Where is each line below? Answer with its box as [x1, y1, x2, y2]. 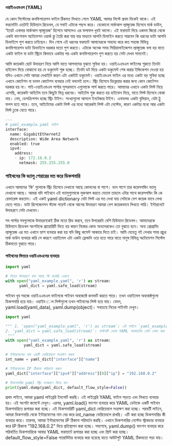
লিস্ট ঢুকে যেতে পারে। [5, 107, 37, 113]
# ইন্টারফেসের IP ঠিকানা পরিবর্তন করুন [5, 366, 61, 371]
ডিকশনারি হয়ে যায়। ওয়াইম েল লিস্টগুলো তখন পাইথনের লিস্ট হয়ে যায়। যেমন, [5, 298, 122, 304]
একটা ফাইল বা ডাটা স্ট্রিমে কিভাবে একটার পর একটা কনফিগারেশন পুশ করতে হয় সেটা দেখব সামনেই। [5, 50, 149, 57]
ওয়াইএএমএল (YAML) [5, 4, 42, 10]
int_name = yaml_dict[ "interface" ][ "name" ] [5, 357, 100, 362]
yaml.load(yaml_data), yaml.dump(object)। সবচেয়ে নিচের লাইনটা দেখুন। [5, 304, 140, 310]
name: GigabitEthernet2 [10, 132, 60, 137]
